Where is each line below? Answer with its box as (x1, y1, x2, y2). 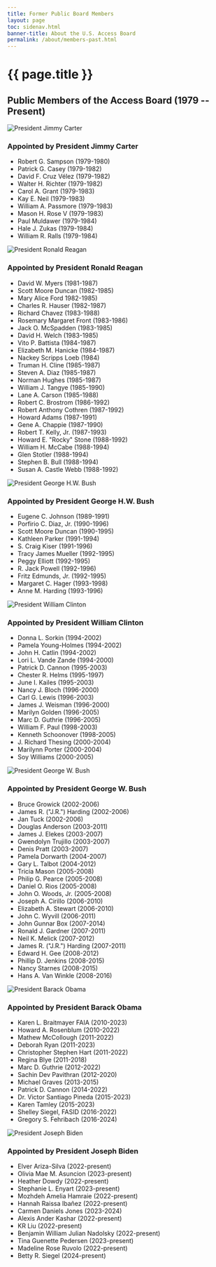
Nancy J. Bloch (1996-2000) (17, 686, 99, 694)
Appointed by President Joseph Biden (7, 1146, 138, 1156)
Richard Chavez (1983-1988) (17, 309, 100, 317)
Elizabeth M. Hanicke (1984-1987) (17, 346, 115, 354)
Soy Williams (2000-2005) (17, 753, 94, 761)
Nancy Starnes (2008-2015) (17, 963, 99, 972)
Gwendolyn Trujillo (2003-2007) (17, 837, 110, 846)
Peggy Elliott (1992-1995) (17, 557, 91, 565)
